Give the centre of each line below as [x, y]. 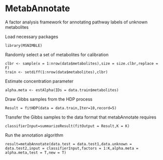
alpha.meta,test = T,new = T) [36, 152]
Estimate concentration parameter [39, 81]
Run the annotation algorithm [34, 135]
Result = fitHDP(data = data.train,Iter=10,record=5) [61, 108]
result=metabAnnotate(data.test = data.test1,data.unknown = [69, 144]
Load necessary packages [32, 37]
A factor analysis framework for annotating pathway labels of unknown [76, 22]
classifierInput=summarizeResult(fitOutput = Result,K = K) [68, 126]
